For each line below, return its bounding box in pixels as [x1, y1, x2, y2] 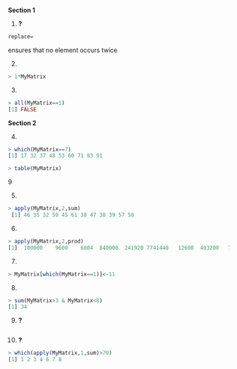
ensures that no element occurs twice [8, 46, 118, 54]
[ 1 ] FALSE [8, 105, 37, 113]
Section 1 [8, 6, 36, 14]
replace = [8, 33, 34, 40]
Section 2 [8, 119, 37, 127]
